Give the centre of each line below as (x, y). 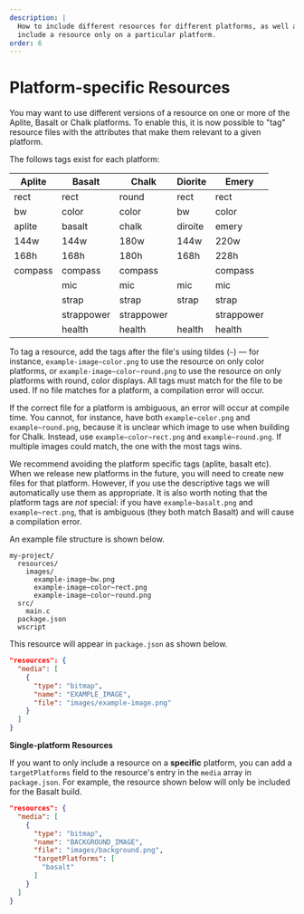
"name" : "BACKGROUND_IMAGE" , (88, 842)
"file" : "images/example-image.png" (102, 703)
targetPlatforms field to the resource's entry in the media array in (130, 773)
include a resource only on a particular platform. (117, 34)
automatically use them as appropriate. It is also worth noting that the (138, 493)
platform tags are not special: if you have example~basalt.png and (131, 503)
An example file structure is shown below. (87, 539)
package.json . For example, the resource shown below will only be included (150, 782)
